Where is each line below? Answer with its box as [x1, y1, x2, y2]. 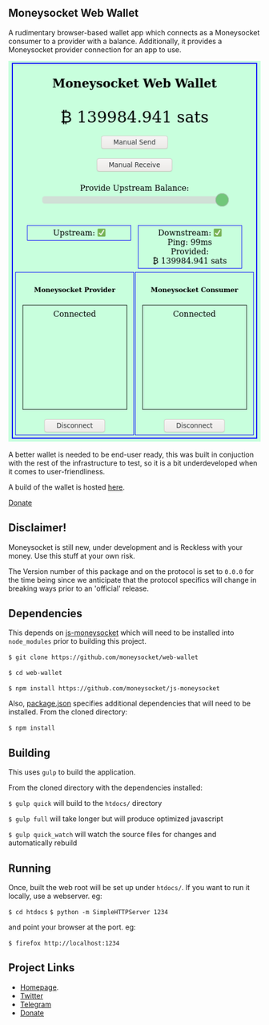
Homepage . [19, 982, 59, 992]
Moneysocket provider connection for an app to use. [8, 44, 182, 55]
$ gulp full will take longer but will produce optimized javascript [8, 814, 223, 824]
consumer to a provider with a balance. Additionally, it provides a [8, 36, 223, 46]
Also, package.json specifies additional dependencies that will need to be [8, 698, 251, 709]
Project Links [8, 961, 75, 974]
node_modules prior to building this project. [8, 637, 147, 646]
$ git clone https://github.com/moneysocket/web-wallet [8, 653, 199, 661]
